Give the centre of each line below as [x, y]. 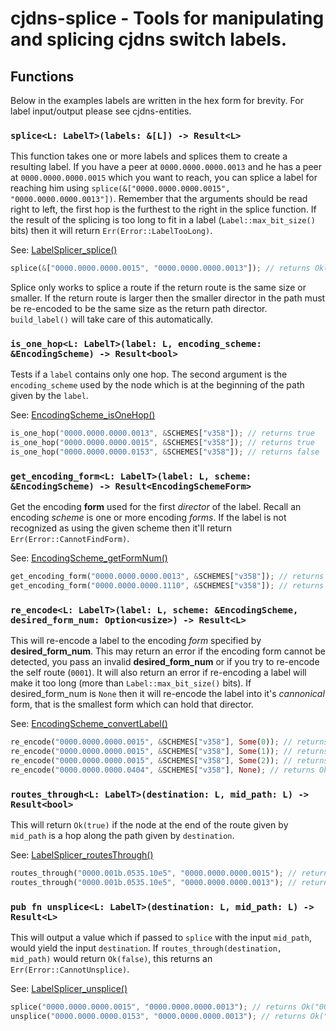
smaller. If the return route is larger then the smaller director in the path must [168, 298]
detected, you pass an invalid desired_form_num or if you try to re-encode [165, 662]
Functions [42, 76]
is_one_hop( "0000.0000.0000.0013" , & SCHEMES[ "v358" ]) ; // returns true [162, 433]
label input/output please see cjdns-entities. [101, 111]
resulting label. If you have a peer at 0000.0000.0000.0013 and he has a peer [166, 167]
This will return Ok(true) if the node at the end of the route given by [149, 825]
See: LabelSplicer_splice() [64, 250]
